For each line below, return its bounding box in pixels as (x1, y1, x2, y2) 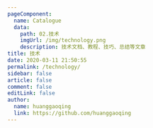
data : (13, 23, 30, 31)
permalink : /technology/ (7, 63, 81, 70)
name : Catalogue (13, 17, 62, 24)
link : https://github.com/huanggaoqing (13, 110, 132, 117)
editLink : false (7, 90, 55, 97)
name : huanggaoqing (13, 103, 72, 110)
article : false (7, 76, 52, 84)
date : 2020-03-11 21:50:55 (7, 57, 87, 64)
